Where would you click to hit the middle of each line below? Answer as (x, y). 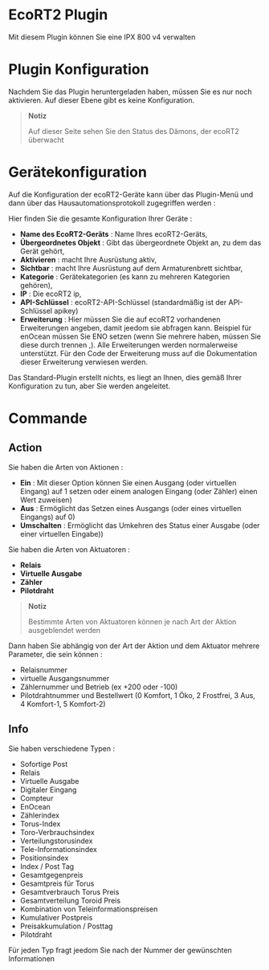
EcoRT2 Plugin (58, 15)
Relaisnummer (44, 670)
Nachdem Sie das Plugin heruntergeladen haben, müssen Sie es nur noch (130, 91)
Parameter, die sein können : (55, 654)
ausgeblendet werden (64, 630)
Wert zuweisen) (46, 500)
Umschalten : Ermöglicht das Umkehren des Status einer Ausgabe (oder (140, 525)
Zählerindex (40, 815)
